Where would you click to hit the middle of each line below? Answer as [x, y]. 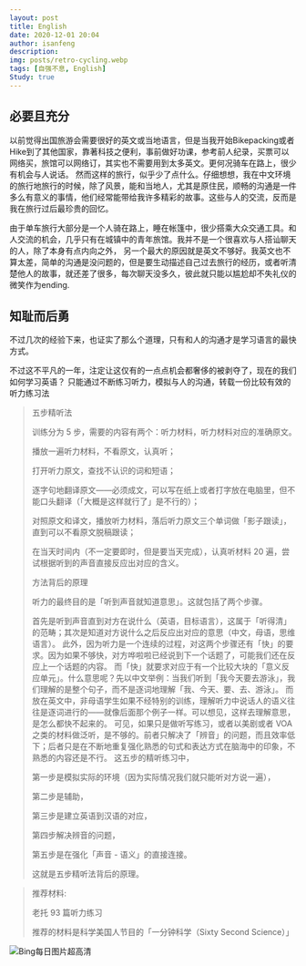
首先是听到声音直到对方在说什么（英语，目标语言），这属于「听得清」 [161, 622]
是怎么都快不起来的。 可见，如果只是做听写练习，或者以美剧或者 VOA [162, 724]
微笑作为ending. [40, 284]
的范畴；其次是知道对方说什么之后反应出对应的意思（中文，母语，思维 [163, 632]
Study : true [32, 77]
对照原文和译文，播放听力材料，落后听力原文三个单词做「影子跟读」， [161, 521]
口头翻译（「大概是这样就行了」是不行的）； [120, 501]
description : [34, 52]
